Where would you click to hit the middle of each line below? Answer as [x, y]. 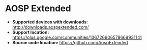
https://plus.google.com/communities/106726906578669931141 [77, 37]
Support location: [30, 32]
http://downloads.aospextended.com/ [51, 27]
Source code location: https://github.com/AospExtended [70, 42]
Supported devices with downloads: [50, 22]
